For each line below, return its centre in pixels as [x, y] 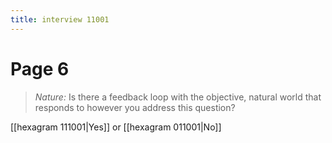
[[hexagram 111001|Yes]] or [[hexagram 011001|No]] [116, 127]
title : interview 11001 [60, 19]
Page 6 [40, 68]
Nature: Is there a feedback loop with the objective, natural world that [178, 97]
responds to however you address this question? [135, 107]
